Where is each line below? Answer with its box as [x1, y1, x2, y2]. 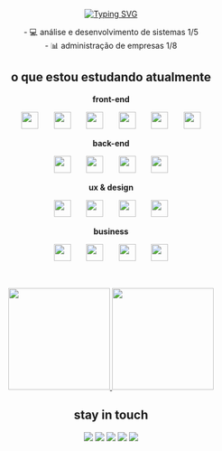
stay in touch [73, 408, 149, 423]
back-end [92, 137, 130, 148]
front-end [92, 93, 130, 104]
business [93, 226, 129, 237]
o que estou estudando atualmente [10, 70, 212, 85]
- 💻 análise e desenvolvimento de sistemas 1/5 [23, 27, 199, 37]
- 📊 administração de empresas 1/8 [44, 41, 178, 51]
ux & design [88, 182, 134, 193]
